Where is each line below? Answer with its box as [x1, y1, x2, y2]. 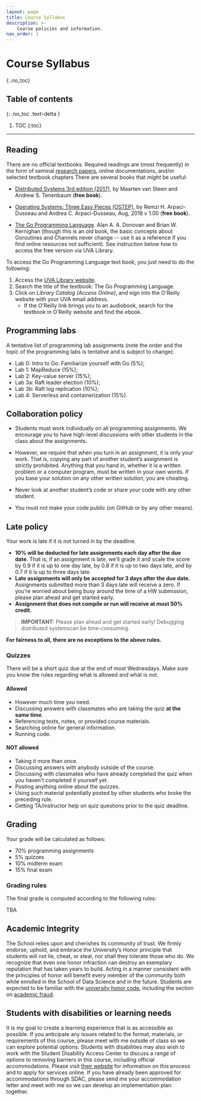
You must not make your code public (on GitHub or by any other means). [14, 504, 194, 511]
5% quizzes [14, 853, 44, 860]
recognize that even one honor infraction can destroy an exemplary [6, 959, 172, 966]
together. [6, 1088, 29, 1095]
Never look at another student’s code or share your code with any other [14, 486, 191, 493]
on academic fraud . [6, 991, 55, 998]
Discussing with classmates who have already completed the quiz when [14, 770, 193, 777]
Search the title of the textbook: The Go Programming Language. [14, 283, 175, 290]
